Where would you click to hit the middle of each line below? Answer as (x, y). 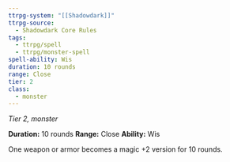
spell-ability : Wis (40, 60)
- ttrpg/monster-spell (53, 52)
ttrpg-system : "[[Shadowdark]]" (61, 15)
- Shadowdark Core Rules (56, 30)
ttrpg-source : (32, 23)
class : (19, 89)
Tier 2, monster (33, 119)
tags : (17, 38)
